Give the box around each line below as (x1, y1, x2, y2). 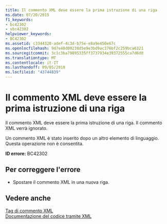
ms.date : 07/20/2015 (5, 12, 50, 17)
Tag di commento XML (5, 208, 53, 214)
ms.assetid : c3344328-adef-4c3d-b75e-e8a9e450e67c (5, 41, 116, 46)
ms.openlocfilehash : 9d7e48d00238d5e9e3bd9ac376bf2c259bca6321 (5, 46, 144, 51)
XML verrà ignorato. (5, 125, 48, 131)
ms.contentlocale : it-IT (5, 60, 59, 65)
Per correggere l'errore (5, 165, 81, 174)
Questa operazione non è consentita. (5, 140, 84, 146)
